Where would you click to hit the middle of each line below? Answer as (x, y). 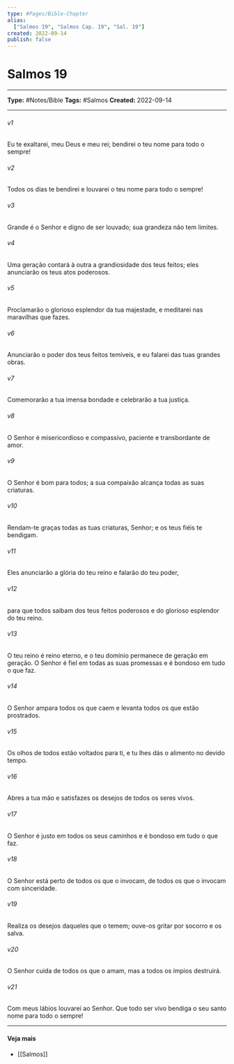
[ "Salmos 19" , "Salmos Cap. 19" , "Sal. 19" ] (79, 27)
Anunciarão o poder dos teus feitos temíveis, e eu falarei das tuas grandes (114, 355)
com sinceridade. (32, 888)
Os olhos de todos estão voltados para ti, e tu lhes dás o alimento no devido (116, 753)
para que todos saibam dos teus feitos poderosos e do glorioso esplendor (113, 610)
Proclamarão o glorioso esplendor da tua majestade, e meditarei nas (105, 310)
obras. (16, 362)
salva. (16, 933)
